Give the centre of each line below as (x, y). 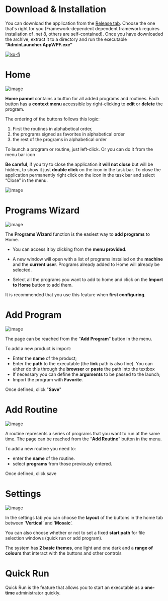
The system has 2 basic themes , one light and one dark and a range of (79, 548)
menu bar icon (20, 154)
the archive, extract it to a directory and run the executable (66, 39)
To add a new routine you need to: (41, 448)
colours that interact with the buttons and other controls (63, 553)
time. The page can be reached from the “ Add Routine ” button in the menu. (83, 439)
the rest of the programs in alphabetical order (60, 139)
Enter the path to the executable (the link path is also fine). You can (82, 363)
